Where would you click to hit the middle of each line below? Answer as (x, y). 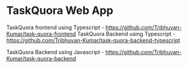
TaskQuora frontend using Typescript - (55, 27)
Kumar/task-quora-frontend (41, 33)
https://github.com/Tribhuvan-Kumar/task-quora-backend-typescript (93, 40)
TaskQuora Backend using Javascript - (55, 52)
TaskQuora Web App (60, 11)
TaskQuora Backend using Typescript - (126, 33)
